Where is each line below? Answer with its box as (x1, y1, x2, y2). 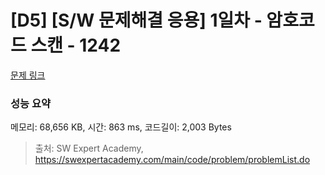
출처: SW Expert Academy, (34, 142, 144, 155)
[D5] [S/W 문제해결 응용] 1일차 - (10, 9, 263, 32)
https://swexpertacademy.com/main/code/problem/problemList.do (34, 154, 311, 166)
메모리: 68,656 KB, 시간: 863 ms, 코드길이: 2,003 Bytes (10, 121, 232, 133)
